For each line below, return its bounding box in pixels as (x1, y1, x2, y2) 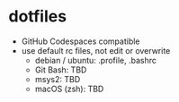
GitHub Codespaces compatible (21, 36, 140, 47)
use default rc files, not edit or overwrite (21, 45, 171, 55)
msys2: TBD (34, 73, 81, 84)
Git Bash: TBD (34, 64, 87, 75)
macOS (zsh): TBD (34, 83, 104, 94)
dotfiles (8, 6, 67, 27)
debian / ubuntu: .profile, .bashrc (34, 55, 157, 65)
